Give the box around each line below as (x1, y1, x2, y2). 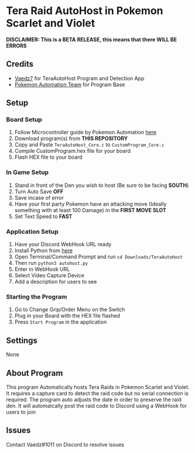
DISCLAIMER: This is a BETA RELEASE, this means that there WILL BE (6, 36, 177, 43)
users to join (6, 408, 36, 415)
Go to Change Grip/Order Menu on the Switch (14, 306, 125, 313)
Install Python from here (14, 247, 73, 254)
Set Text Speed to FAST (14, 213, 73, 220)
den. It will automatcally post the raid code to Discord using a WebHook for (6, 402, 187, 409)
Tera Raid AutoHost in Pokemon (6, 4, 163, 18)
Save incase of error (14, 194, 64, 201)
